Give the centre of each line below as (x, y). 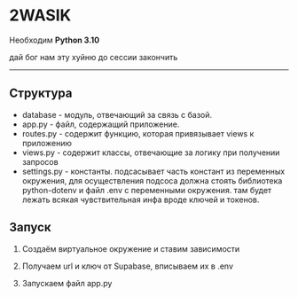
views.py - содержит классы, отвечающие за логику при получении (151, 152)
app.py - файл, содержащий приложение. (101, 124)
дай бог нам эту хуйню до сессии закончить (94, 57)
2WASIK (40, 16)
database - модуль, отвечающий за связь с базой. (117, 114)
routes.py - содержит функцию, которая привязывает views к (138, 133)
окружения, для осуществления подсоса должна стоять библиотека (152, 180)
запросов (40, 161)
